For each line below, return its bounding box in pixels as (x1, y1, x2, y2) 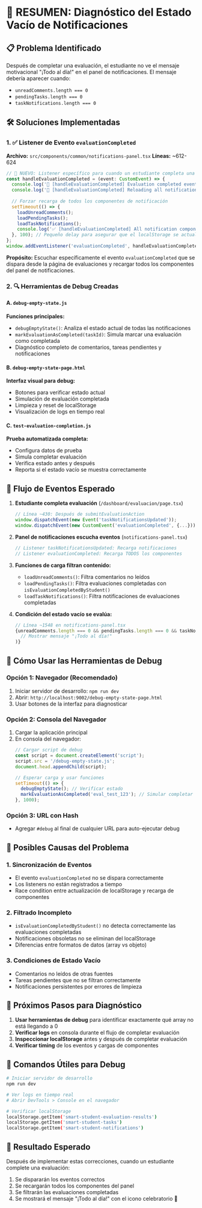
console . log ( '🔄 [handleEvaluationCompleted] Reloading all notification (11, 187, 198, 193)
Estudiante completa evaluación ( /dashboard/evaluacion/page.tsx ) (14, 499, 183, 507)
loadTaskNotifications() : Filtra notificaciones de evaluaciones (23, 592, 180, 599)
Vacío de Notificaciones (6, 18, 128, 32)
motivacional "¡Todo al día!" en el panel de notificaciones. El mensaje (6, 69, 177, 75)
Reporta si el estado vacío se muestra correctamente (14, 466, 147, 474)
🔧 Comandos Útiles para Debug (6, 1059, 126, 1069)
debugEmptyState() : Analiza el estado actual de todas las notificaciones (14, 325, 191, 332)
